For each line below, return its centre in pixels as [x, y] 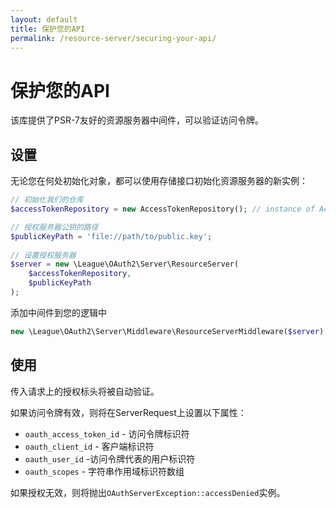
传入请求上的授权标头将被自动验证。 [85, 391]
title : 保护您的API [48, 29]
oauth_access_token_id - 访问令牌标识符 [107, 433]
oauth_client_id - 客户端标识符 [89, 446]
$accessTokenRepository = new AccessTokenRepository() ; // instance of [162, 209]
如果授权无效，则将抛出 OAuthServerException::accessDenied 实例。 [148, 492]
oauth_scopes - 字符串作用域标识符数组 [104, 471]
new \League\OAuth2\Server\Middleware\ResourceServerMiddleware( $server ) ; [169, 331]
